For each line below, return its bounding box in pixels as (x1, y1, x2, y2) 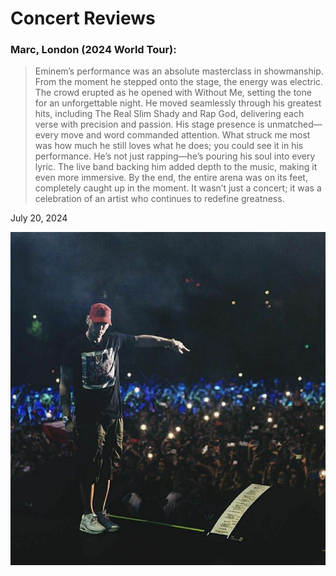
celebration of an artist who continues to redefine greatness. (34, 193, 285, 205)
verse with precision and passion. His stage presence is (34, 118, 265, 131)
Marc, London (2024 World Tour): (10, 43, 177, 57)
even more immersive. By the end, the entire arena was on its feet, (34, 172, 308, 184)
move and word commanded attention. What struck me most (60, 129, 311, 141)
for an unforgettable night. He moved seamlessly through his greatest (34, 97, 322, 109)
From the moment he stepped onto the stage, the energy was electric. (34, 76, 324, 88)
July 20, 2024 (10, 212, 68, 224)
